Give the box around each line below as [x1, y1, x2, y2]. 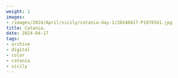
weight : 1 [6, 8, 31, 15]
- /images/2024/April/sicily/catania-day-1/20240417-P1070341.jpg [6, 19, 173, 25]
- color [6, 52, 25, 58]
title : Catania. [6, 25, 46, 31]
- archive [6, 42, 31, 48]
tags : [6, 36, 19, 42]
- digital [6, 47, 31, 53]
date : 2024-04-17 [6, 30, 49, 36]
